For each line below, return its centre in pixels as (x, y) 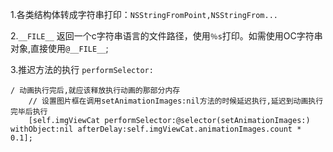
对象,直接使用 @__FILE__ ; (59, 48)
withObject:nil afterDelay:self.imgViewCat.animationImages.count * (156, 129)
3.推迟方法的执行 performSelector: (82, 69)
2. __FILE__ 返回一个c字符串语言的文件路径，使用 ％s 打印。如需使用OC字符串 (166, 36)
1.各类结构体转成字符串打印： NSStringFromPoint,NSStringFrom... (144, 14)
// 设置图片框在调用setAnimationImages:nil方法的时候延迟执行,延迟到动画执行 (176, 101)
